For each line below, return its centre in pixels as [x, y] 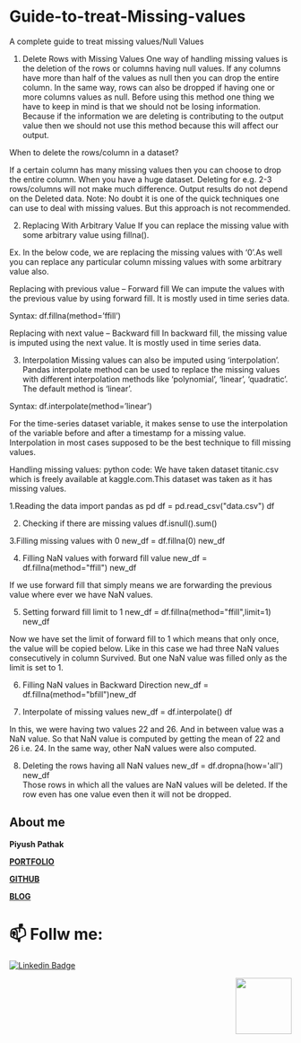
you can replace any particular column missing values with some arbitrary [146, 261]
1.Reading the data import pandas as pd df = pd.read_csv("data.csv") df [142, 505]
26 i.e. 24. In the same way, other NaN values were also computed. [133, 748]
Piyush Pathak [37, 844]
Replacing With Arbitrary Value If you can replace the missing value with [155, 225]
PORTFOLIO [32, 861]
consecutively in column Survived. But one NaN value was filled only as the [148, 658]
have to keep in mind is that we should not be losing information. [142, 106]
